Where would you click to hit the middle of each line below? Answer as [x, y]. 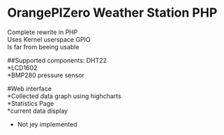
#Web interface [30, 88]
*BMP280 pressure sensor [46, 75]
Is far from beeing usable [43, 47]
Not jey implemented [47, 124]
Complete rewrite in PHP [43, 32]
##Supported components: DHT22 [57, 60]
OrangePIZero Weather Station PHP [112, 13]
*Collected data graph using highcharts [64, 96]
